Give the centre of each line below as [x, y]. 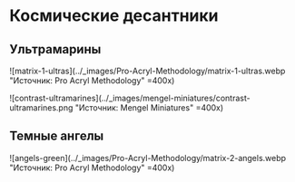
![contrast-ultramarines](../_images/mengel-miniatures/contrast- [130, 98]
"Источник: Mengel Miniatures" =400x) [149, 108]
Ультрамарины [55, 49]
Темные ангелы [57, 136]
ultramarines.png [41, 108]
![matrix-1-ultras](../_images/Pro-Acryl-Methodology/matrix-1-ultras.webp [147, 71]
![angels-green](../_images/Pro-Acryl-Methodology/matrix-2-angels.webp [148, 158]
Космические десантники [114, 16]
